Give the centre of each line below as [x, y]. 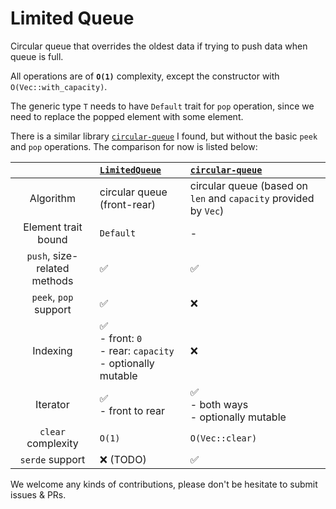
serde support [52, 459]
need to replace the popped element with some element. [127, 116]
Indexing [52, 350]
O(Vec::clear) [223, 438]
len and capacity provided [252, 198]
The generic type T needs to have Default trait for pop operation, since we [162, 106]
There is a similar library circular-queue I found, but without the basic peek [164, 136]
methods [52, 280]
